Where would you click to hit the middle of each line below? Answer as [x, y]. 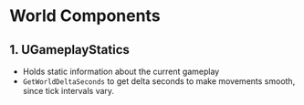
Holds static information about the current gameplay [121, 71]
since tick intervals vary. [68, 91]
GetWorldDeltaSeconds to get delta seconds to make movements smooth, [159, 81]
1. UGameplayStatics [70, 50]
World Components [85, 16]
